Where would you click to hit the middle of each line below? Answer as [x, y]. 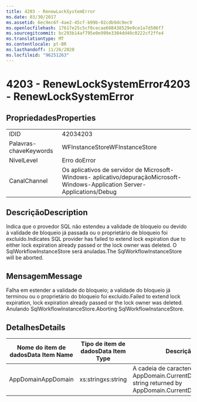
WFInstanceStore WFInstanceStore [109, 147]
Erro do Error [79, 160]
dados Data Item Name [41, 355]
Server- [135, 184]
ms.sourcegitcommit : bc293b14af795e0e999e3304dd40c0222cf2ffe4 [85, 33]
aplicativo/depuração [122, 177]
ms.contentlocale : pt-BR [36, 45]
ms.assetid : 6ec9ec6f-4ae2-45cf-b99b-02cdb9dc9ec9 [69, 22]
